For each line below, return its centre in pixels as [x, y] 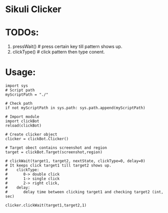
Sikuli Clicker [33, 9]
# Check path [19, 104]
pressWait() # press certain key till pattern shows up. [67, 47]
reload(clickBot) [23, 126]
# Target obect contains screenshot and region [56, 148]
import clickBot [22, 121]
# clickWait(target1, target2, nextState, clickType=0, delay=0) [75, 161]
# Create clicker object [31, 135]
